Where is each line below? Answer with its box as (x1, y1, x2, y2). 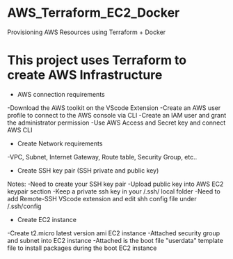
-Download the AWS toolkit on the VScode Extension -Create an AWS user (7, 103, 221, 112)
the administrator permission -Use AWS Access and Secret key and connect (7, 118, 226, 127)
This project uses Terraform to (7, 52, 187, 68)
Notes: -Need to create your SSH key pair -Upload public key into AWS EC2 (7, 180, 224, 188)
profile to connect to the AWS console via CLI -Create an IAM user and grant (7, 111, 227, 119)
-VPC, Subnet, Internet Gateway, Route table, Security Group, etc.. (7, 152, 198, 161)
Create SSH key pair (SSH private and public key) (17, 166, 159, 175)
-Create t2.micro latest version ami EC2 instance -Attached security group (7, 228, 220, 237)
